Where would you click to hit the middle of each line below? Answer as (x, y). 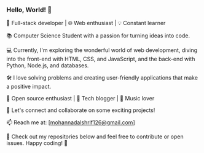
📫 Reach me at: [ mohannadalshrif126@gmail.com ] (71, 122)
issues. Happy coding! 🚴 (37, 143)
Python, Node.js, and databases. (48, 65)
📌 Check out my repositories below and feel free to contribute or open (95, 136)
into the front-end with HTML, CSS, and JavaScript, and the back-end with (101, 59)
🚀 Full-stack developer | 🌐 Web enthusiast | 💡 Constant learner (86, 23)
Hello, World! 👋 (29, 10)
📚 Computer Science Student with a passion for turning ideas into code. (98, 35)
